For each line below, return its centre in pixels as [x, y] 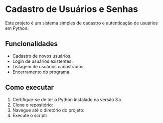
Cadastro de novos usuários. [42, 56]
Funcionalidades [32, 44]
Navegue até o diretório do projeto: [48, 110]
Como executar [29, 87]
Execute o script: [30, 115]
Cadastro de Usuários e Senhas [72, 9]
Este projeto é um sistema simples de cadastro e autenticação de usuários [81, 23]
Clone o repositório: [33, 105]
